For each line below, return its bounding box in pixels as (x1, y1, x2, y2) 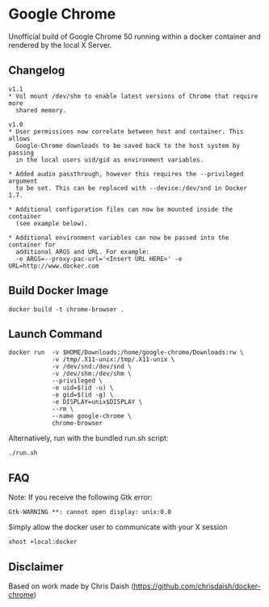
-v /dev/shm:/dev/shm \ (51, 369, 132, 378)
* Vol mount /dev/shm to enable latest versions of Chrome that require (8, 92, 258, 100)
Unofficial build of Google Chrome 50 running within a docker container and (8, 32, 261, 41)
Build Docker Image (8, 284, 109, 297)
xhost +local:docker (8, 538, 78, 546)
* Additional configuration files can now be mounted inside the (8, 205, 233, 213)
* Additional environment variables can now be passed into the (8, 234, 229, 242)
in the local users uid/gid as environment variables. (15, 155, 204, 164)
